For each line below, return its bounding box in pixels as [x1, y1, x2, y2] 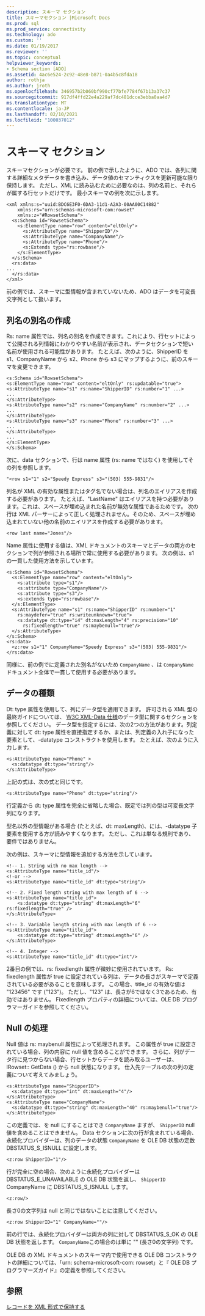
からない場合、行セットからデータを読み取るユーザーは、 [32, 1055, 178, 1063]
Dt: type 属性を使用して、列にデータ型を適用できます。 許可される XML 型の [6, 705, 198, 712]
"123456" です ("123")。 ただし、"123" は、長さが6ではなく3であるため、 [6, 988, 192, 995]
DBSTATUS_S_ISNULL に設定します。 [6, 1144, 101, 1152]
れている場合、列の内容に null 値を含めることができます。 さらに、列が [6, 1048, 185, 1055]
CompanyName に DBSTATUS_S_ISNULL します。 [6, 1183, 132, 1190]
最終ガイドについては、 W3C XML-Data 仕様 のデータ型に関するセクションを [6, 713, 198, 720]
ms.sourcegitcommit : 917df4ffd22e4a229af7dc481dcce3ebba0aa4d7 [6, 94, 171, 100]
